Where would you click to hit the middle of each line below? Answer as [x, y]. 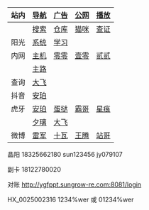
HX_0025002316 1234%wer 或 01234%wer [71, 199]
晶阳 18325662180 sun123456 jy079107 [65, 154]
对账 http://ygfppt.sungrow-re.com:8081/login [74, 184]
